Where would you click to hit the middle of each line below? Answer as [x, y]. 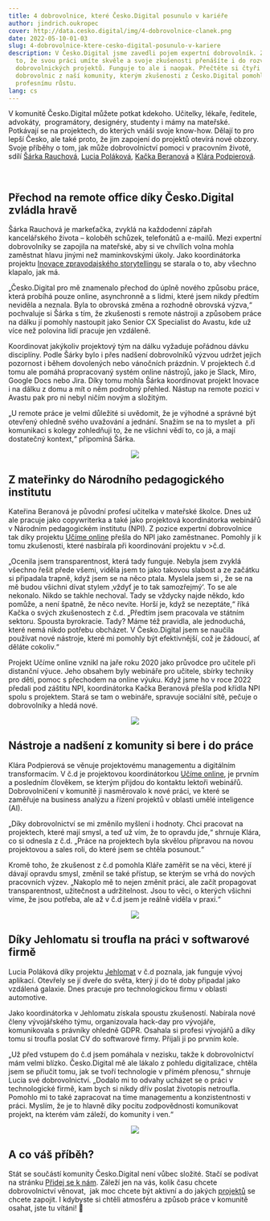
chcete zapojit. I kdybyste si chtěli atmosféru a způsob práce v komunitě [128, 1200]
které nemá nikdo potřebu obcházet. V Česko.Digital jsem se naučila [121, 630]
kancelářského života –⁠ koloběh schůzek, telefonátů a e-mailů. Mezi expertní [135, 238]
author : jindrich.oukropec [53, 23]
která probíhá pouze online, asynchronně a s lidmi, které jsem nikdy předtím [134, 297]
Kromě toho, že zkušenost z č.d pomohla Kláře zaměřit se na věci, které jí [130, 865]
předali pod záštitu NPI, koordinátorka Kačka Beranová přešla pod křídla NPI [134, 688]
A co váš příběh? [51, 1155]
